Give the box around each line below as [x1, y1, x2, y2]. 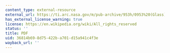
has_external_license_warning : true [5, 17, 82, 22]
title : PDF [5, 31, 28, 36]
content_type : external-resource [5, 7, 76, 13]
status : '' [5, 26, 28, 31]
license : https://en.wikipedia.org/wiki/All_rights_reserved [5, 21, 137, 27]
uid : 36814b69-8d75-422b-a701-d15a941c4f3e [5, 36, 99, 41]
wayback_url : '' [5, 40, 39, 45]
